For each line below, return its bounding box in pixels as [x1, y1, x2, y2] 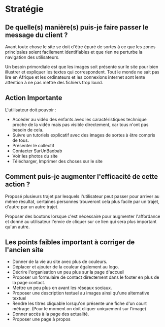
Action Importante [5, 94, 63, 102]
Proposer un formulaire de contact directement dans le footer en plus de [12, 274, 160, 280]
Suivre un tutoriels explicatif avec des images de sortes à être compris [12, 132, 156, 138]
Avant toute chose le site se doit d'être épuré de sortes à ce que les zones [5, 44, 156, 50]
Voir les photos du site [12, 153, 58, 159]
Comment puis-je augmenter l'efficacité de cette [5, 172, 158, 181]
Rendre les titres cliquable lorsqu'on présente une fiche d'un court [12, 300, 147, 306]
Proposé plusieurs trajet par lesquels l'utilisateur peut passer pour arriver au [5, 193, 160, 199]
